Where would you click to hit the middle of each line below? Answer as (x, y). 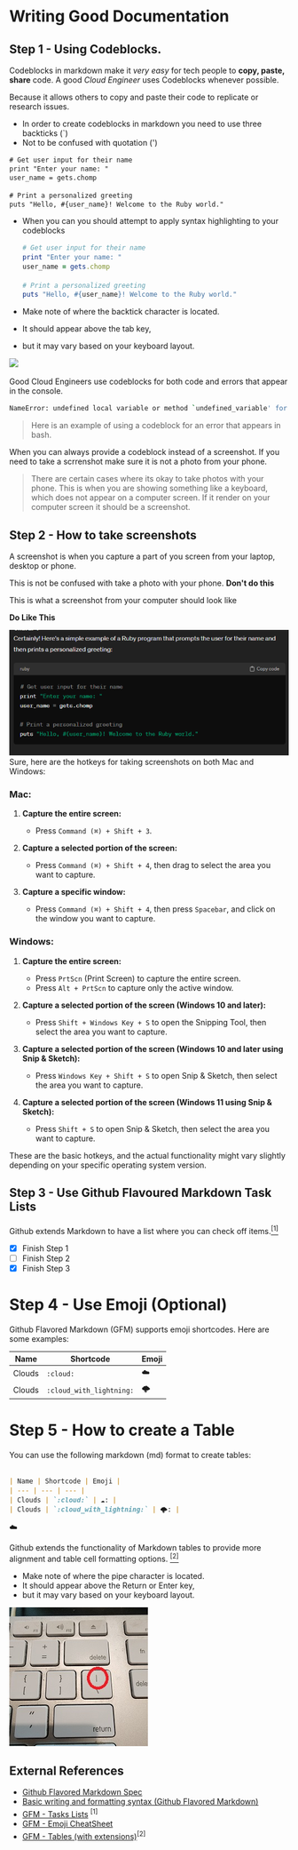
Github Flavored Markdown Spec (82, 1792)
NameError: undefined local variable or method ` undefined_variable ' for (149, 409)
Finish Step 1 (45, 1248)
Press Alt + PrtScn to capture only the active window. (134, 987)
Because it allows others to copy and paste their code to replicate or (134, 97)
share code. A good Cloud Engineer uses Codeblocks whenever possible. (144, 80)
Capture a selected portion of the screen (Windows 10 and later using (153, 1049)
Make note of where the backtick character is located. (121, 312)
